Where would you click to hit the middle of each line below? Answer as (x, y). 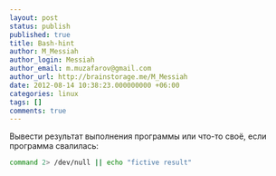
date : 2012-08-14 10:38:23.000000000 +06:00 (95, 85)
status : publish (40, 26)
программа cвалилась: (54, 146)
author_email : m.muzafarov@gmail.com (81, 69)
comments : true (38, 111)
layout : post (34, 18)
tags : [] (26, 102)
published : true (40, 34)
